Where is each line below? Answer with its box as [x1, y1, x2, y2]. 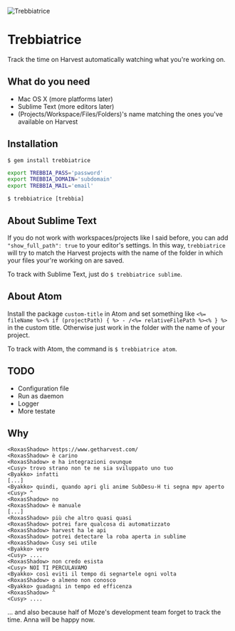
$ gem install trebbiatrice [7, 157, 91, 164]
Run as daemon [17, 391, 64, 400]
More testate [17, 406, 56, 415]
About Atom [7, 290, 63, 302]
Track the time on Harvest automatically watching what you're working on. [7, 55, 226, 63]
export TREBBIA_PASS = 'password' [7, 169, 103, 176]
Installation [7, 138, 58, 150]
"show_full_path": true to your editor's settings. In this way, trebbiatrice [7, 241, 226, 249]
